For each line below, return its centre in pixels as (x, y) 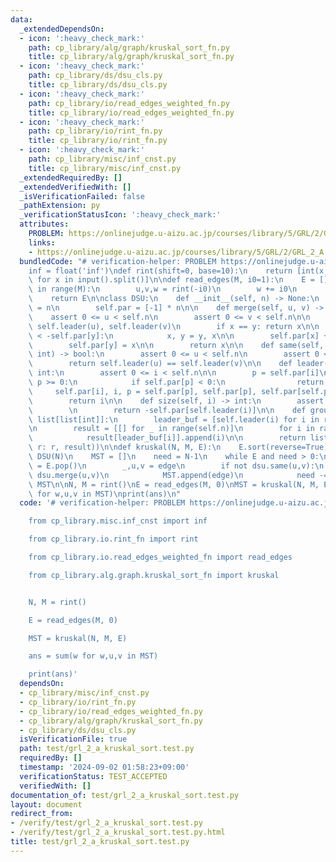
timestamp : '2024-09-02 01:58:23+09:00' (104, 767)
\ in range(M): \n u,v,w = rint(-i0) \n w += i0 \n (163, 289)
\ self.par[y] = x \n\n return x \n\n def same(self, (176, 345)
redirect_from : (42, 814)
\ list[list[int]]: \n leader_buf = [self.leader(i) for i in (174, 419)
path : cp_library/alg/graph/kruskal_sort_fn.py (129, 47)
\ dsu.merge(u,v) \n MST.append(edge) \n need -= (178, 475)
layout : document (46, 804)
